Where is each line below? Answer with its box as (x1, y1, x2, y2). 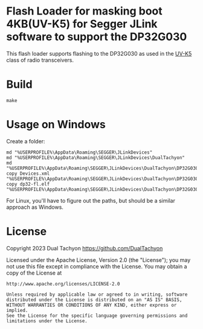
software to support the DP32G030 (6, 30, 187, 44)
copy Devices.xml (6, 171, 50, 177)
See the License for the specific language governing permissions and (6, 313, 188, 319)
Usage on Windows (6, 118, 106, 131)
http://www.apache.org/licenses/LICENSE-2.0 (6, 281, 120, 287)
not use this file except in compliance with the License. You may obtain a (6, 262, 187, 270)
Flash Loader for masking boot (6, 4, 163, 18)
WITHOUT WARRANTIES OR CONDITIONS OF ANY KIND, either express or (6, 302, 177, 308)
